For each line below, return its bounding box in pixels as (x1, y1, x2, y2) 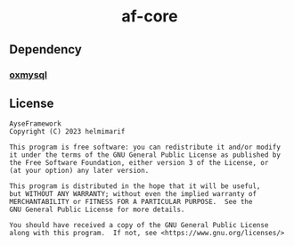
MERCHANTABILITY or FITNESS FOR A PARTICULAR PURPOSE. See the (9, 198, 253, 207)
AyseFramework (9, 119, 62, 128)
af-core (121, 6, 178, 27)
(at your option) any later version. (9, 167, 150, 176)
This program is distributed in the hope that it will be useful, (9, 182, 261, 191)
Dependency (9, 42, 82, 57)
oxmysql (9, 69, 47, 81)
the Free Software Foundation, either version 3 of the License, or (9, 159, 269, 168)
